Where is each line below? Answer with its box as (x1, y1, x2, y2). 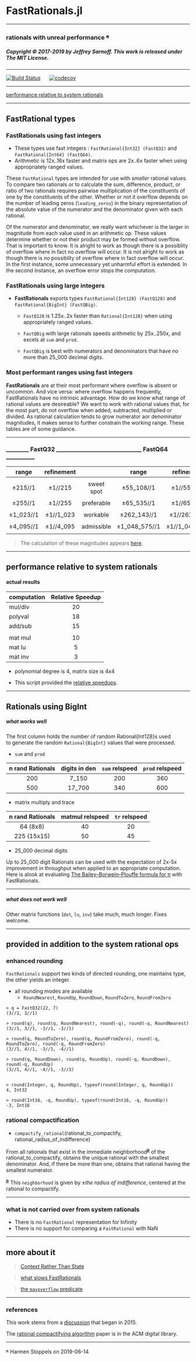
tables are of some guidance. (6, 425, 76, 432)
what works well (6, 718, 47, 725)
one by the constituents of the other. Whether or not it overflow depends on (6, 193, 188, 200)
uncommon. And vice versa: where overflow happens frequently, (6, 388, 162, 395)
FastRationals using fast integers (6, 131, 101, 139)
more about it (6, 1247, 55, 1257)
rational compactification (6, 1116, 79, 1124)
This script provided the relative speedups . (14, 679, 118, 686)
